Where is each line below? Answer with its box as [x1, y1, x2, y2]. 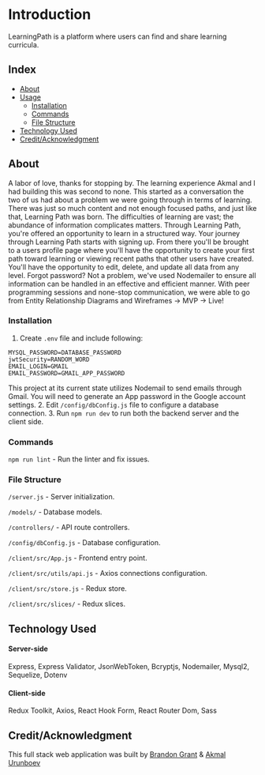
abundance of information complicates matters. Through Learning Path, [8, 220, 241, 230]
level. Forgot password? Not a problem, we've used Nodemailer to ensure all [8, 270, 256, 280]
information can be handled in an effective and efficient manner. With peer [8, 279, 250, 288]
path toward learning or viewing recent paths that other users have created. [8, 254, 254, 263]
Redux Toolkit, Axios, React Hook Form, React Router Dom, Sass [8, 705, 217, 716]
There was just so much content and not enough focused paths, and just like [8, 203, 257, 213]
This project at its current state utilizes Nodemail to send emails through [8, 383, 242, 393]
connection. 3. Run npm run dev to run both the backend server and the [8, 408, 240, 418]
